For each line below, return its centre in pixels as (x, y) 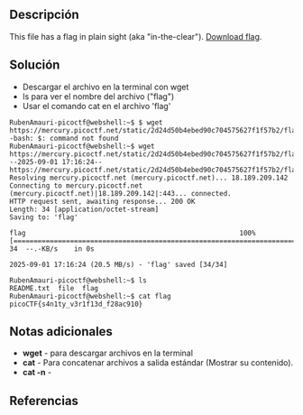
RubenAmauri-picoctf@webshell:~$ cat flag (90, 296)
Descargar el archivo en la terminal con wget (106, 87)
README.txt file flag (54, 288)
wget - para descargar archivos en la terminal (108, 353)
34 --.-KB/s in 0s (52, 249)
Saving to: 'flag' (44, 217)
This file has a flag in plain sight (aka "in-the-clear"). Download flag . (136, 36)
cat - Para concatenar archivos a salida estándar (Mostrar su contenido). (158, 363)
